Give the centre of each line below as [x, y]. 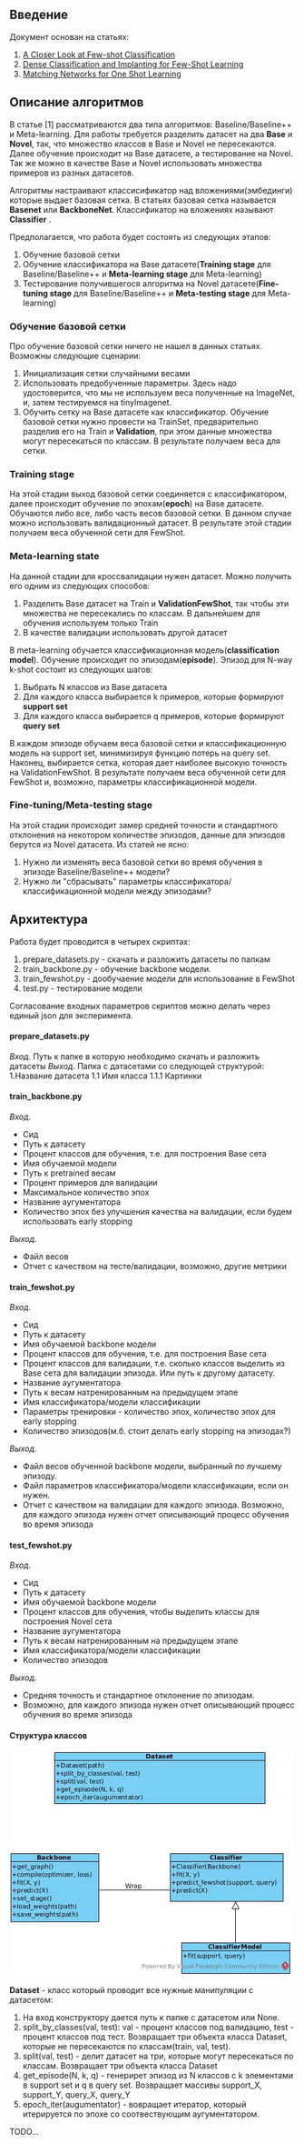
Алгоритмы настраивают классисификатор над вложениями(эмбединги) [151, 190]
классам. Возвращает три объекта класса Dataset [120, 2065]
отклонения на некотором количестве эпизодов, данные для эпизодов [147, 835]
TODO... [24, 2131]
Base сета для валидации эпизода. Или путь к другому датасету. [149, 1373]
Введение [39, 15]
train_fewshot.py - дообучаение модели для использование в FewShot [158, 978]
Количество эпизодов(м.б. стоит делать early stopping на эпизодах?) [157, 1431]
